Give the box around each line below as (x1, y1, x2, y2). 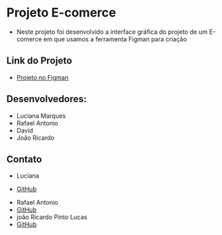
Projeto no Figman (16, 73, 69, 81)
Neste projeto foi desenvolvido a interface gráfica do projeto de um (16, 28, 208, 36)
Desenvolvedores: (6, 93, 87, 105)
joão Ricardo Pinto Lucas (16, 213, 88, 221)
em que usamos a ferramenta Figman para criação (43, 34, 188, 43)
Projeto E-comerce (6, 5, 117, 21)
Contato (6, 153, 42, 165)
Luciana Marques (16, 112, 66, 120)
